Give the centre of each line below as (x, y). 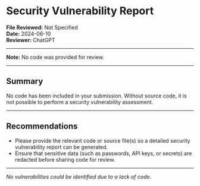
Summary (25, 81)
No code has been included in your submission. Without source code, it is (97, 96)
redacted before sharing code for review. (65, 159)
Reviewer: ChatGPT (31, 40)
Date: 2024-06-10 (29, 33)
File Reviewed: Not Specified (42, 27)
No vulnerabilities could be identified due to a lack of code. (79, 176)
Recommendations (42, 126)
